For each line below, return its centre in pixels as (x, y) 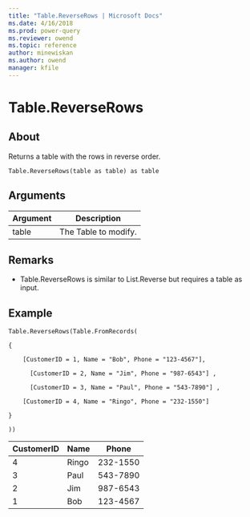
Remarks (31, 260)
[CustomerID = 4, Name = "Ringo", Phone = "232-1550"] (116, 402)
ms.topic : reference (43, 46)
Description (99, 218)
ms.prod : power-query (44, 30)
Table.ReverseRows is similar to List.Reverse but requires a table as (131, 279)
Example (30, 313)
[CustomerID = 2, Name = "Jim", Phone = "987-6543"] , (123, 374)
